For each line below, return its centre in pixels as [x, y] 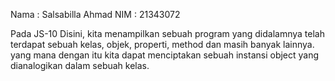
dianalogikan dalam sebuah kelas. [80, 65]
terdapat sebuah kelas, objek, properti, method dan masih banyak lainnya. [162, 44]
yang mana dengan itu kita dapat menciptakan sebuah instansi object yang [165, 55]
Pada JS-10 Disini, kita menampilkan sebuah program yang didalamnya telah [167, 33]
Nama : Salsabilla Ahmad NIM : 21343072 [95, 14]
